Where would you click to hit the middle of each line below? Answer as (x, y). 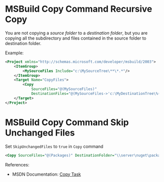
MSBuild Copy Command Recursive (79, 9)
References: (17, 164)
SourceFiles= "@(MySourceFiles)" (64, 89)
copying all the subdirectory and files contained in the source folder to (76, 38)
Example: (14, 53)
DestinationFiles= (50, 94)
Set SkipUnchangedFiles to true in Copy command (54, 146)
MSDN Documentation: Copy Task (47, 174)
